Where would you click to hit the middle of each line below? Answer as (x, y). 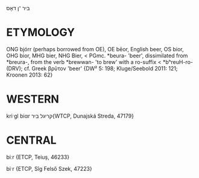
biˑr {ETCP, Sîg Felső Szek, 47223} (49, 168)
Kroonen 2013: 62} (30, 75)
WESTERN (33, 99)
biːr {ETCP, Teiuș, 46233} (38, 157)
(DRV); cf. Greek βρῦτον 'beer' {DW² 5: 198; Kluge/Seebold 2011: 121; (92, 68)
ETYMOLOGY (41, 33)
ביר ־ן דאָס (18, 8)
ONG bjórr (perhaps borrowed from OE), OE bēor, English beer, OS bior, (95, 49)
